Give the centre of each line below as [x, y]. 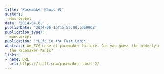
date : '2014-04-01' [25, 23]
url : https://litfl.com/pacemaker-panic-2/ [54, 64]
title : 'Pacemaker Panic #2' [35, 9]
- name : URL [17, 59]
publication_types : [25, 32]
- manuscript [18, 37]
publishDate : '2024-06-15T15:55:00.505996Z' [51, 28]
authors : [14, 14]
